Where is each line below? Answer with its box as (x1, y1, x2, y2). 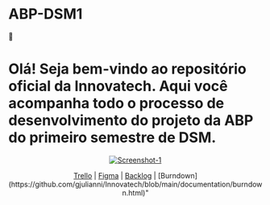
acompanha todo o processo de (8, 94, 224, 113)
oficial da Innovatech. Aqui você (8, 77, 228, 95)
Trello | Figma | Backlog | (73, 170, 156, 180)
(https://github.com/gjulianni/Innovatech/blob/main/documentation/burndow (8, 179, 263, 189)
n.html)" (122, 187, 149, 198)
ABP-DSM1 (8, 5, 83, 23)
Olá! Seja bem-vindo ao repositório (8, 60, 247, 78)
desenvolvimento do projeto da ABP (8, 111, 254, 130)
